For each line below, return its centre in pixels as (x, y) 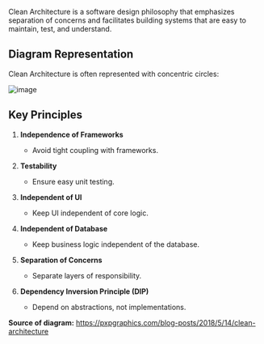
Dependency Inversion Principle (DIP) (84, 291)
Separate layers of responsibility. (87, 275)
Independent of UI (51, 197)
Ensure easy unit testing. (73, 181)
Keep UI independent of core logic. (90, 213)
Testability (38, 166)
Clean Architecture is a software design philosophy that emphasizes (122, 12)
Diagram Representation (71, 55)
